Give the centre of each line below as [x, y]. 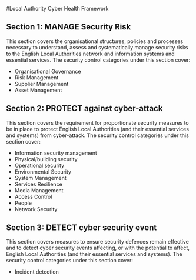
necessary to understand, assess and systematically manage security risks [97, 47]
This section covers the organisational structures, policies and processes [95, 41]
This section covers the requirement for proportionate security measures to [98, 122]
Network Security [36, 209]
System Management [40, 178]
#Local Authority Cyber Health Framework [57, 9]
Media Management [39, 190]
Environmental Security [43, 171]
